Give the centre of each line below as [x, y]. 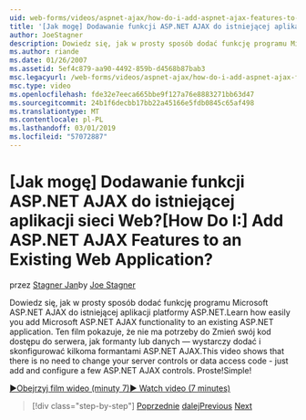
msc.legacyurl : [38, 78]
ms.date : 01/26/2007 [49, 60]
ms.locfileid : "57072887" [58, 137]
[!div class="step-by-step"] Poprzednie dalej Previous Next [142, 405]
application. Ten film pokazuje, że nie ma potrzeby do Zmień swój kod [140, 331]
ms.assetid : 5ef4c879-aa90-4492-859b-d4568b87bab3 [107, 69]
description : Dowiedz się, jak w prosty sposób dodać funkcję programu [148, 43]
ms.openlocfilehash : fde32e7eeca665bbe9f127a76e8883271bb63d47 [132, 94]
